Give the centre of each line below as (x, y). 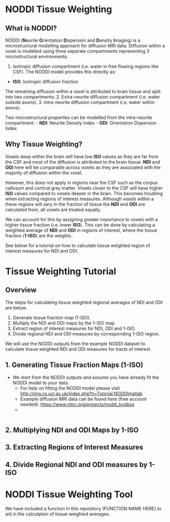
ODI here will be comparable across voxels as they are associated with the (83, 167)
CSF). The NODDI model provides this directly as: (64, 72)
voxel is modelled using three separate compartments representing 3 (77, 51)
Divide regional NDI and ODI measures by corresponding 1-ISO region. (86, 333)
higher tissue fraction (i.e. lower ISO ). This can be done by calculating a (80, 225)
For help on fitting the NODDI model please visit (70, 388)
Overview (21, 290)
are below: (16, 308)
